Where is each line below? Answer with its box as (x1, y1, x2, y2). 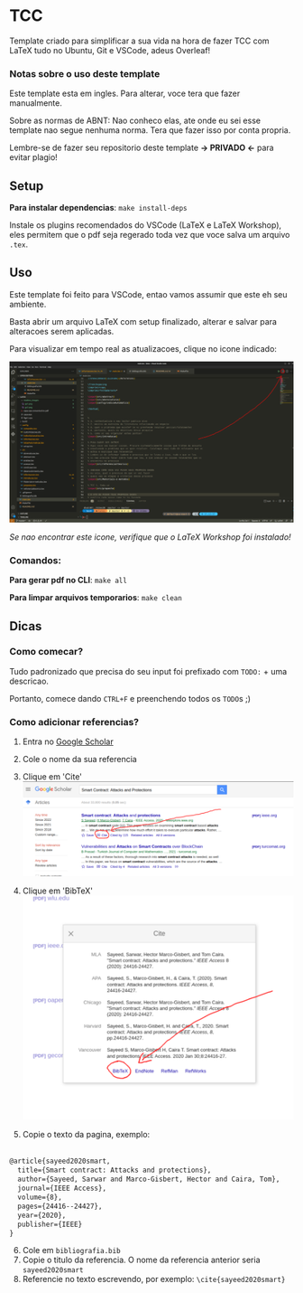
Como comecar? (9, 646, 84, 658)
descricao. (9, 675, 50, 686)
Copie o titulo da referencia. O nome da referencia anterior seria (22, 1254, 261, 1265)
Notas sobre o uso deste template (9, 67, 161, 80)
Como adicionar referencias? (9, 715, 140, 728)
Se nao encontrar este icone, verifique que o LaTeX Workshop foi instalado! (9, 531, 291, 543)
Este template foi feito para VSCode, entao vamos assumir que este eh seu (9, 288, 288, 299)
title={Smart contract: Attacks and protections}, (17, 1166, 212, 1175)
